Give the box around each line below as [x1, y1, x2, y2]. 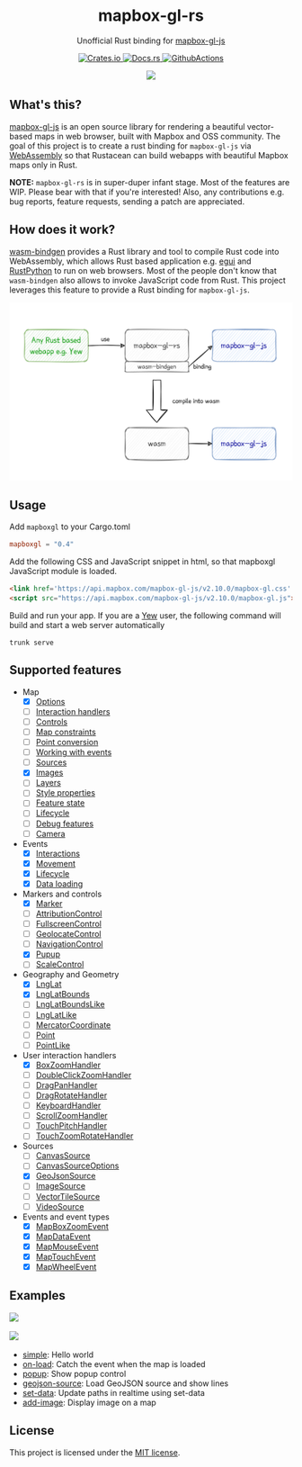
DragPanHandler [35, 1079, 98, 1090]
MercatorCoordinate [35, 1019, 111, 1030]
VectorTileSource [35, 1191, 101, 1201]
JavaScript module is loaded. [9, 566, 118, 577]
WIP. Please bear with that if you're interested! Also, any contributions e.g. [9, 186, 285, 197]
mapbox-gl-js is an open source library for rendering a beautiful [9, 121, 245, 131]
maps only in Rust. [9, 159, 78, 170]
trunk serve [9, 638, 54, 647]
